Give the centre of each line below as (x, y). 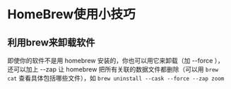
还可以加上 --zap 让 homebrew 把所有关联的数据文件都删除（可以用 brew (113, 69)
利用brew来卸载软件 (51, 42)
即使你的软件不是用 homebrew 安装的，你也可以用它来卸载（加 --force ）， (116, 61)
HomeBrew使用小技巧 (71, 14)
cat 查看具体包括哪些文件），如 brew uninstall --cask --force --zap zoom (116, 78)
